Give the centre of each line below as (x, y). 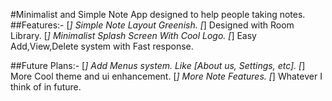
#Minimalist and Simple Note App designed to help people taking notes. (158, 14)
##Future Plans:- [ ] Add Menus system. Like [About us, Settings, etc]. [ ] (158, 65)
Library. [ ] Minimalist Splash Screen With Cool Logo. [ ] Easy (133, 35)
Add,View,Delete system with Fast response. (102, 46)
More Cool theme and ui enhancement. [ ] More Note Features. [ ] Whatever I (166, 76)
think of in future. (46, 87)
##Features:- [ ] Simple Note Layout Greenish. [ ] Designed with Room (152, 25)
